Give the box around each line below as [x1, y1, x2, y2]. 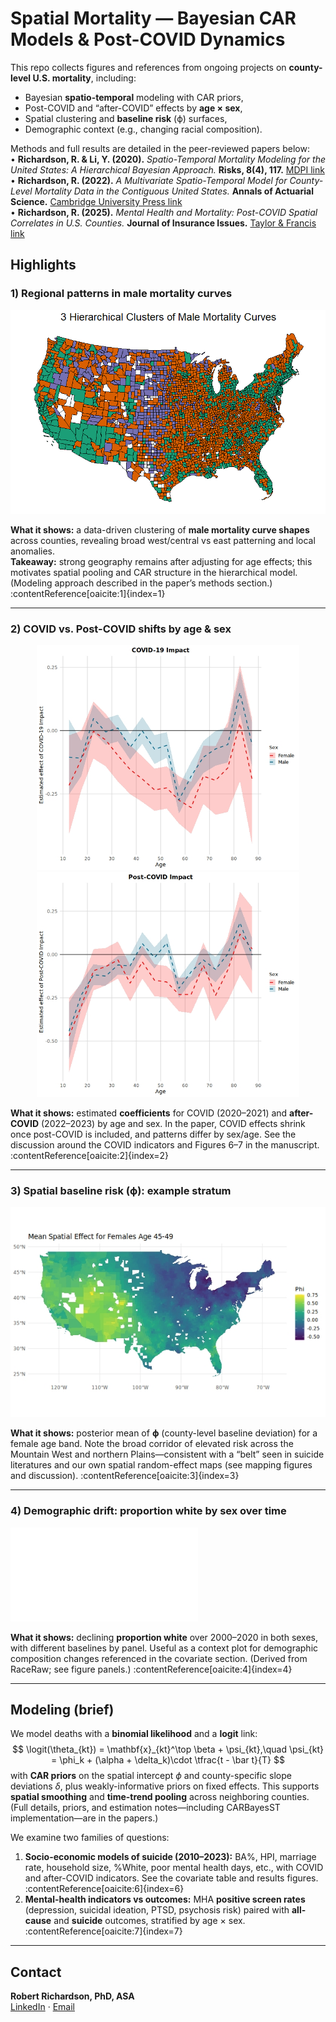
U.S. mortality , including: [32, 72, 137, 84]
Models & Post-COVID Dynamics [10, 28, 286, 51]
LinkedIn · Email [10, 2001, 75, 2013]
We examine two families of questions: [10, 1832, 170, 1844]
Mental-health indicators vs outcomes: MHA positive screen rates [24, 1893, 306, 1906]
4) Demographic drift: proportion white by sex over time [10, 1504, 287, 1518]
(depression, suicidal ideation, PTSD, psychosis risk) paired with [24, 1904, 290, 1916]
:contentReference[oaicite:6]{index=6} [24, 1883, 185, 1895]
